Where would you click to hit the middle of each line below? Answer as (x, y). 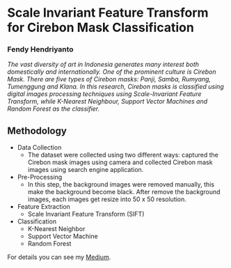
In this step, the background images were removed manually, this (121, 184)
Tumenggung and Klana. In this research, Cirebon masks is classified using (115, 87)
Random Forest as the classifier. (54, 109)
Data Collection (39, 148)
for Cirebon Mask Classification (101, 27)
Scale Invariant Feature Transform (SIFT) (86, 214)
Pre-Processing (40, 177)
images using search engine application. (86, 170)
